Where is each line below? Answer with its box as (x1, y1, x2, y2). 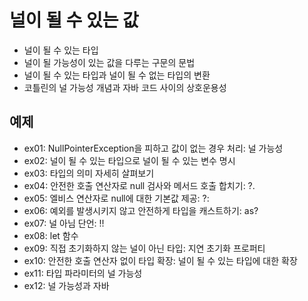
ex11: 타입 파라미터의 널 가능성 (23, 267, 143, 279)
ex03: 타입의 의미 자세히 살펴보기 (23, 167, 155, 179)
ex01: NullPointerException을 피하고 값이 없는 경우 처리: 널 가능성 (23, 142, 284, 154)
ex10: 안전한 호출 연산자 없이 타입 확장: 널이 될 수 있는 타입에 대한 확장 (23, 254, 298, 266)
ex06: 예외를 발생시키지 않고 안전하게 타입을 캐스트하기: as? (23, 204, 259, 216)
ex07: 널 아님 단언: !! (23, 217, 105, 229)
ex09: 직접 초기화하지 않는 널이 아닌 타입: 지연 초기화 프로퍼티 (23, 242, 266, 254)
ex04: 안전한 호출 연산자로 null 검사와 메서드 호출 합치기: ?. (23, 179, 256, 191)
